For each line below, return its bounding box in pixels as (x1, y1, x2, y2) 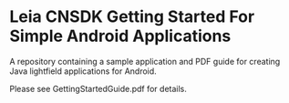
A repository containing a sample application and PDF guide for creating (9, 56, 281, 67)
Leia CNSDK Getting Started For (9, 6, 255, 27)
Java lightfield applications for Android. (9, 66, 157, 77)
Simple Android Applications (9, 26, 232, 46)
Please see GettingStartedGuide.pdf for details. (9, 83, 187, 94)
